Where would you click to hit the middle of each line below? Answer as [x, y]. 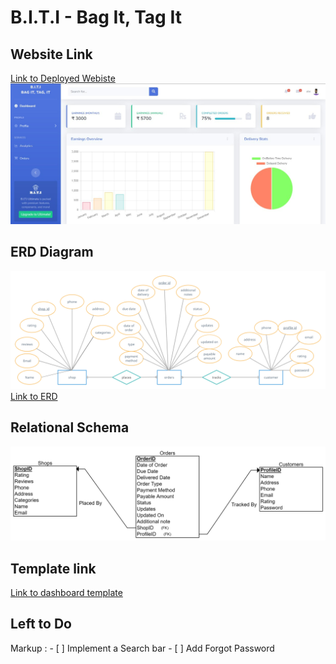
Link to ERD [34, 396]
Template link [53, 568]
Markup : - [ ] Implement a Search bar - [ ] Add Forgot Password [142, 648]
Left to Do [41, 624]
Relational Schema [70, 427]
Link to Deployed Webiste [63, 78]
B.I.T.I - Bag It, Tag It [96, 17]
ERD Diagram [52, 252]
